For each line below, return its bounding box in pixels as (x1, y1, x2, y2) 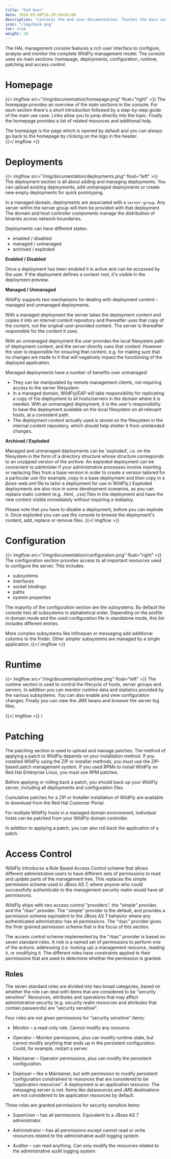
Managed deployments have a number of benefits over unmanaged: (5, 369, 148, 375)
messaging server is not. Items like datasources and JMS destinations (12, 1087, 159, 1093)
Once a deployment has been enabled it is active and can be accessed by (5, 266, 160, 272)
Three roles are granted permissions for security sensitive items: (5, 1102, 141, 1109)
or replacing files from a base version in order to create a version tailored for (5, 469, 165, 476)
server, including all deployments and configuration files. (5, 784, 124, 791)
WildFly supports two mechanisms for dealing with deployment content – (5, 296, 158, 302)
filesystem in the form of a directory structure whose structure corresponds (5, 453, 164, 459)
